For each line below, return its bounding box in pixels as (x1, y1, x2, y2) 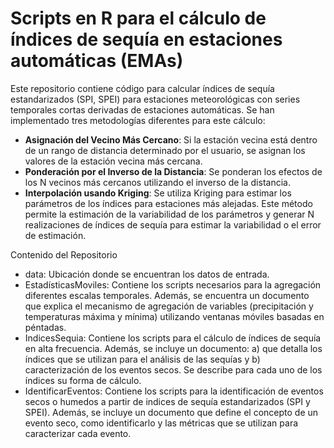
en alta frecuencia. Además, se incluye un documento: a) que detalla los (24, 342, 323, 354)
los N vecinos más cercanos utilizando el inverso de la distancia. (24, 176, 291, 188)
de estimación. (24, 229, 87, 241)
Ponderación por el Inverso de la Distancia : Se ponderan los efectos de (24, 165, 323, 177)
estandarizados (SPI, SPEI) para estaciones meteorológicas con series (10, 93, 301, 105)
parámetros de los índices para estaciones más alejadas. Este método (24, 197, 313, 209)
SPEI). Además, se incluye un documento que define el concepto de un (24, 406, 319, 418)
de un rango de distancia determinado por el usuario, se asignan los (24, 144, 306, 156)
